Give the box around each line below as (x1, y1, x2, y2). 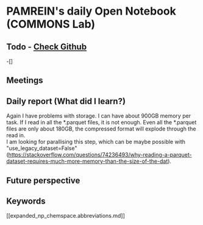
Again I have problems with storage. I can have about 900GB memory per (6, 112, 191, 120)
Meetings (6, 75, 44, 86)
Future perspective (6, 175, 80, 185)
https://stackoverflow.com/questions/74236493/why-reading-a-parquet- (8, 151, 192, 159)
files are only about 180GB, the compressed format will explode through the (6, 125, 196, 132)
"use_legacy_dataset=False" (6, 145, 77, 152)
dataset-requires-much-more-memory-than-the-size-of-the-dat (6, 157, 168, 165)
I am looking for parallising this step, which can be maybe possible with (6, 138, 186, 146)
